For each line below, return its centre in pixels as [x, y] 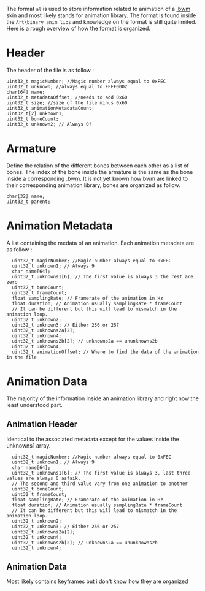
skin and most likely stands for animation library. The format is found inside [101, 15]
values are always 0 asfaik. [44, 478]
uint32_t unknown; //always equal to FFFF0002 [67, 86]
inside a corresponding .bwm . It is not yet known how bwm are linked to [97, 178]
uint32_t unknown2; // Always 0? [49, 124]
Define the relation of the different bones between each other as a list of [98, 166]
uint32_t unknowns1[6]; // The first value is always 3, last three [101, 473]
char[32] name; [26, 196]
